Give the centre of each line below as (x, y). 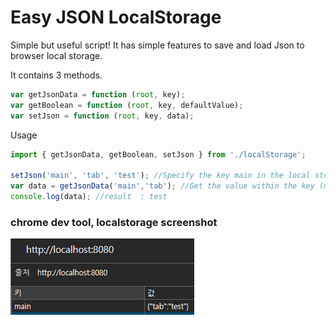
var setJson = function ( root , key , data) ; (102, 116)
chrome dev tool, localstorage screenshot (114, 222)
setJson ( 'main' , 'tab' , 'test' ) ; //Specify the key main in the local (160, 176)
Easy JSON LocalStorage (116, 17)
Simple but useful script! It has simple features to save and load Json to (157, 45)
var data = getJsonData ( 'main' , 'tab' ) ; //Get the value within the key (162, 186)
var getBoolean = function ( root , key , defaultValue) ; (127, 105)
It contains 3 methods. (56, 75)
